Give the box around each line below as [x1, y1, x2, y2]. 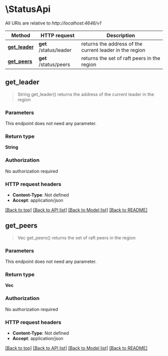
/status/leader [38, 46, 72, 53]
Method [11, 31, 30, 38]
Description [106, 31, 135, 38]
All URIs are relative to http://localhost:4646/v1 [5, 20, 101, 26]
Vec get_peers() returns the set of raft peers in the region [17, 234, 136, 240]
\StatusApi [5, 3, 51, 15]
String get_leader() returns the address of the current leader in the [17, 91, 154, 97]
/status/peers [38, 61, 70, 68]
